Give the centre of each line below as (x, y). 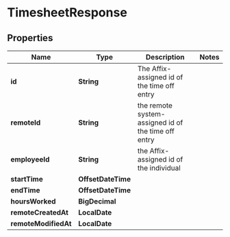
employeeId (30, 159)
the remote (155, 105)
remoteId (26, 123)
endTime (25, 190)
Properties (30, 38)
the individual (159, 168)
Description (165, 57)
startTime (27, 179)
